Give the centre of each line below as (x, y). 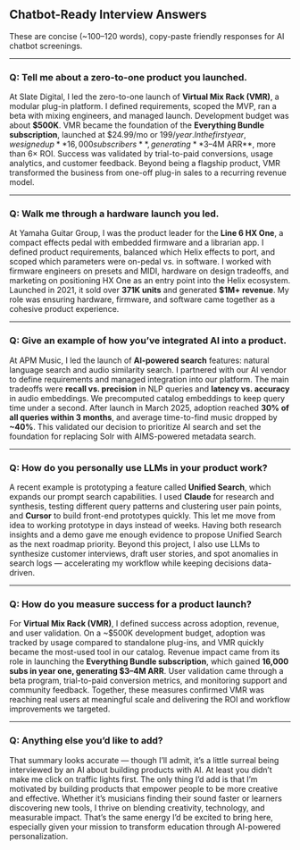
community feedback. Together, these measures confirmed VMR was (137, 690)
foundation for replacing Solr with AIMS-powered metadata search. (133, 436)
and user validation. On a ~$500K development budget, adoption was (137, 633)
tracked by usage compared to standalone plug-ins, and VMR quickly (137, 643)
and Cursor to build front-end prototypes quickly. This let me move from (142, 516)
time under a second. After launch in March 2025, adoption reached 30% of (150, 408)
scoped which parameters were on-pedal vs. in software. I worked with (140, 262)
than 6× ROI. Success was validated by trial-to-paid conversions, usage (142, 154)
